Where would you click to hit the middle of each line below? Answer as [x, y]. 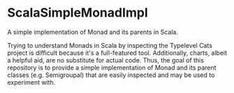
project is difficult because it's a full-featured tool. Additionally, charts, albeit [117, 53]
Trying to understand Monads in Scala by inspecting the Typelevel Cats [110, 45]
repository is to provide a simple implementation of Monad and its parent [112, 67]
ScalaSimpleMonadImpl [78, 13]
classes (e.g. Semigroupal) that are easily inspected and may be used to [111, 75]
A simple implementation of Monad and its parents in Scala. [93, 32]
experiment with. [31, 82]
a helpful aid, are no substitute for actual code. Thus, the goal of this [106, 60]
